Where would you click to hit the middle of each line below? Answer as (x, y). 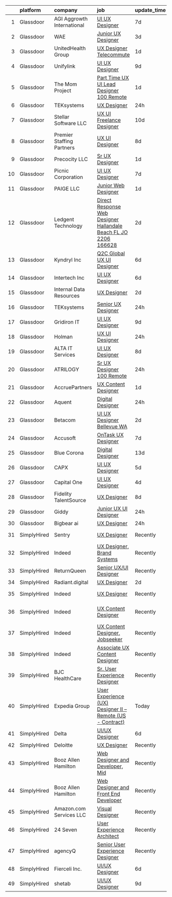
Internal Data (70, 289)
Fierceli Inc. (68, 869)
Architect (108, 836)
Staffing (63, 141)
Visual (104, 809)
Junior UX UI (112, 509)
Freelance (109, 120)
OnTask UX (110, 435)
